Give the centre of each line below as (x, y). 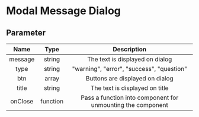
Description (130, 49)
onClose (22, 101)
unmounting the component (130, 105)
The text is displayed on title (130, 88)
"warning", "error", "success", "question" (130, 69)
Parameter (26, 33)
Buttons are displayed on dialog (129, 78)
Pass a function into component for (130, 97)
